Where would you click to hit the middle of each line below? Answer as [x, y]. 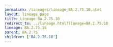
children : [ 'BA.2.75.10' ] [31, 37]
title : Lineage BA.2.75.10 [32, 19]
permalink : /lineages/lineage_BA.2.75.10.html [53, 10]
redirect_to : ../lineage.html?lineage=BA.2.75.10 [56, 23]
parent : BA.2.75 [21, 32]
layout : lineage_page [27, 14]
